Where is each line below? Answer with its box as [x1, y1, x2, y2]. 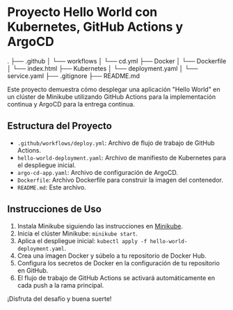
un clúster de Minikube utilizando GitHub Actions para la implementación [7, 92, 216, 101]
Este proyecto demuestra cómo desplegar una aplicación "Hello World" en [7, 85, 220, 93]
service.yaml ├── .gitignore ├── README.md [7, 71, 140, 80]
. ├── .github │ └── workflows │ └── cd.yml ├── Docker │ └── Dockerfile [7, 56, 227, 65]
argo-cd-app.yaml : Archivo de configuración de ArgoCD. [17, 168, 179, 176]
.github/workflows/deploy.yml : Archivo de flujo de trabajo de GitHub [17, 139, 215, 147]
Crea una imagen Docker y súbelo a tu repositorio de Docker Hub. [17, 251, 207, 260]
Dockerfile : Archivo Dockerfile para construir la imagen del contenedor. [17, 176, 224, 184]
